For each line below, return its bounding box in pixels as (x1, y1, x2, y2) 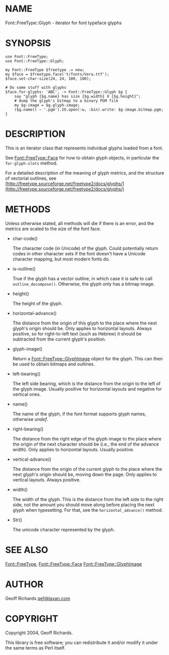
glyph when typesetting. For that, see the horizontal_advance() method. (12, 507, 163, 513)
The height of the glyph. (12, 300, 63, 306)
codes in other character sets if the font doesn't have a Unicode (12, 250, 146, 256)
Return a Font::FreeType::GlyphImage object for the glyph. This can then (12, 355, 163, 361)
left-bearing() (12, 370, 41, 376)
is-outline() (12, 265, 36, 271)
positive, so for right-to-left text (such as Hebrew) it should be (12, 331, 142, 337)
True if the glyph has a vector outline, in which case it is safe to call (12, 276, 153, 282)
